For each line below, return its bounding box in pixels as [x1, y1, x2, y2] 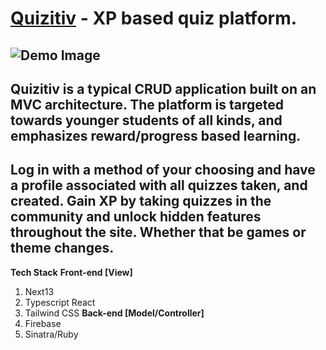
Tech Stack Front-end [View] [10, 266, 133, 278]
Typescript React [24, 296, 96, 308]
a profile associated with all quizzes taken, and [10, 177, 308, 194]
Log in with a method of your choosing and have [10, 162, 316, 179]
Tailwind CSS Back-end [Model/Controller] [24, 307, 205, 319]
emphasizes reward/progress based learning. [10, 127, 302, 144]
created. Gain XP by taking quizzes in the [10, 193, 272, 210]
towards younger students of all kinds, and [10, 112, 283, 129]
